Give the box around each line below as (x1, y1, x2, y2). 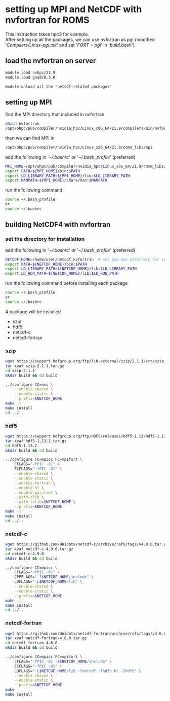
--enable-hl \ (14, 485, 44, 490)
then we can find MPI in (5, 135, 55, 141)
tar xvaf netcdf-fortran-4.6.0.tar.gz (5, 636, 87, 641)
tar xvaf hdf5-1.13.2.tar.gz (5, 438, 67, 444)
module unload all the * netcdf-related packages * (5, 84, 112, 89)
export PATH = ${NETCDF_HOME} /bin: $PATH (5, 262, 87, 267)
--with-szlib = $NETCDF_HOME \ (14, 499, 76, 505)
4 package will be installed (5, 308, 61, 315)
